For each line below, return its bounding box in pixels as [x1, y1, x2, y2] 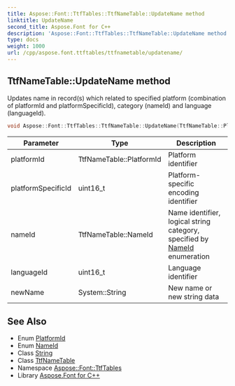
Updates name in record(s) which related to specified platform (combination [7, 94, 226, 102]
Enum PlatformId [17, 334, 66, 343]
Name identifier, [167, 207, 221, 217]
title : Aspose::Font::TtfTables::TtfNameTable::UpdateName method [7, 10, 205, 18]
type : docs [7, 36, 39, 43]
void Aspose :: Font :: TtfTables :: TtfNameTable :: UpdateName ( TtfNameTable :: [7, 122, 224, 130]
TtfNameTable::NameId [78, 229, 154, 239]
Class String [17, 349, 53, 357]
